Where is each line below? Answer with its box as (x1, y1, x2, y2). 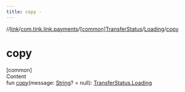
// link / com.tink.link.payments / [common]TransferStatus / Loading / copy (6, 25, 179, 32)
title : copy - (6, 8, 42, 15)
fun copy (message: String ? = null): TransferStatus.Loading (6, 79, 152, 86)
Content (6, 73, 27, 80)
